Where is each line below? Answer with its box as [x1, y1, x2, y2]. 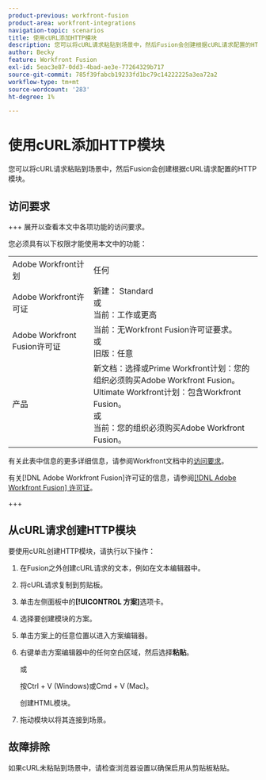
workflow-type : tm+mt [8, 78, 80, 86]
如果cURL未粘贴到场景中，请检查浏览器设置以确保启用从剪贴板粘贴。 [8, 763, 234, 772]
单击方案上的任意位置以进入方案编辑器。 [19, 630, 152, 640]
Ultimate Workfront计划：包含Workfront [93, 386, 241, 398]
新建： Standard [93, 286, 154, 296]
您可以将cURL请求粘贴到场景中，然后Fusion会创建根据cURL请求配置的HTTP [8, 164, 257, 174]
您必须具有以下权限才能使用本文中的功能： [8, 239, 147, 248]
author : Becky [8, 48, 55, 56]
